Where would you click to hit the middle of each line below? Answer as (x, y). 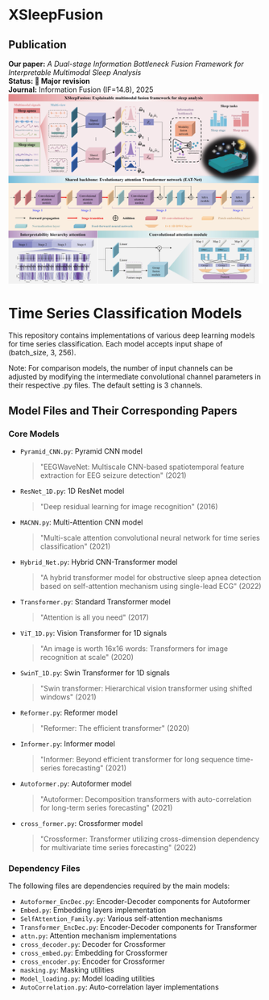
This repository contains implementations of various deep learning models (132, 335)
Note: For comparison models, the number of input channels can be (121, 368)
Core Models (34, 434)
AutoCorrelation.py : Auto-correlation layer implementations (119, 987)
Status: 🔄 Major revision (49, 81)
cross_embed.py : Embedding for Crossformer (93, 953)
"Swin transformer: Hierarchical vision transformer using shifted (146, 689)
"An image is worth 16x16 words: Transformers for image (134, 649)
